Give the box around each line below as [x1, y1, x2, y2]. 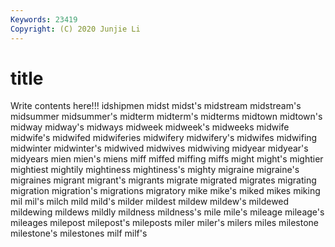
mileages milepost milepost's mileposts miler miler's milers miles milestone [10, 217, 319, 229]
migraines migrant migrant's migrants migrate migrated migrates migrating [10, 174, 317, 186]
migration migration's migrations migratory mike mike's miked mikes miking [10, 185, 321, 197]
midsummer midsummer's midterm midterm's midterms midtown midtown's [10, 111, 323, 123]
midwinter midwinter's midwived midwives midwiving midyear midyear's [10, 142, 309, 155]
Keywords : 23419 [10, 14, 78, 25]
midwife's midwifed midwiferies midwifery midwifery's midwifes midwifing [10, 132, 318, 144]
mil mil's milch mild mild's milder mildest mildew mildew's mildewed [10, 196, 290, 208]
